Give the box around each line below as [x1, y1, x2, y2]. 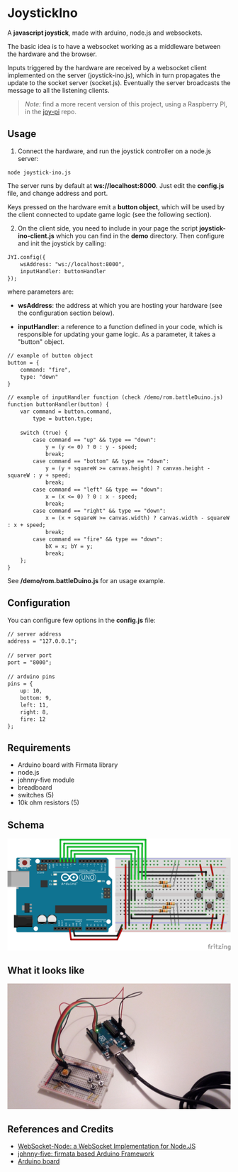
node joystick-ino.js [7, 169, 72, 176]
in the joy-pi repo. [24, 107, 76, 116]
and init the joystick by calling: [17, 239, 106, 248]
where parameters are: [7, 287, 74, 296]
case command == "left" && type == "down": [33, 486, 163, 493]
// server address [7, 630, 62, 638]
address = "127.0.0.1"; [7, 637, 78, 645]
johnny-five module [17, 775, 75, 785]
